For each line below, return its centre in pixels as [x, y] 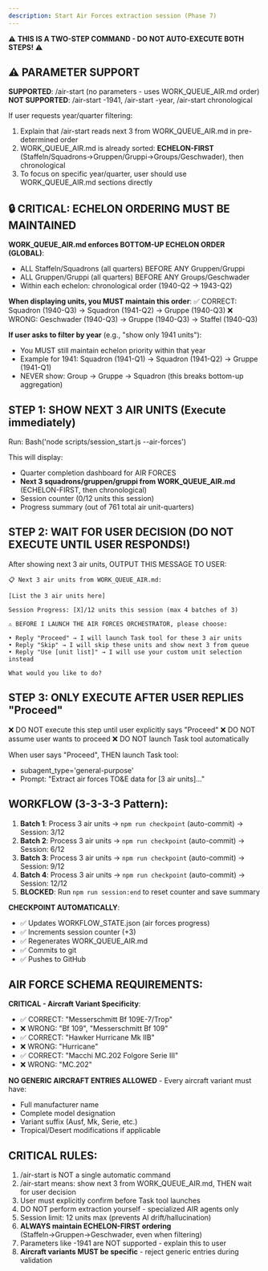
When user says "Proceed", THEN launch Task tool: [93, 755]
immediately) [42, 422]
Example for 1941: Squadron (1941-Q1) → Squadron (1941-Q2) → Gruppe [139, 359]
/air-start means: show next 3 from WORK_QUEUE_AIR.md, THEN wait [136, 1183]
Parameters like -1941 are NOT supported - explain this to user [123, 1243]
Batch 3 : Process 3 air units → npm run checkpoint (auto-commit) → [132, 858]
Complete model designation [67, 1114]
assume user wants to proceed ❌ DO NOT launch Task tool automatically [129, 739]
